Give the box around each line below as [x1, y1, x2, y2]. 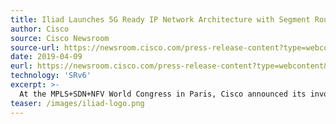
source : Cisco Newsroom [10, 33, 110, 43]
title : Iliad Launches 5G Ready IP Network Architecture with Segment [10, 14, 311, 25]
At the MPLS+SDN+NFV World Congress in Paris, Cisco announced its [19, 89, 307, 99]
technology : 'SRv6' [10, 71, 92, 81]
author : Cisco [10, 24, 70, 34]
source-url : [10, 42, 60, 53]
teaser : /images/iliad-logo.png [10, 98, 145, 108]
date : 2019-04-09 [10, 52, 83, 62]
